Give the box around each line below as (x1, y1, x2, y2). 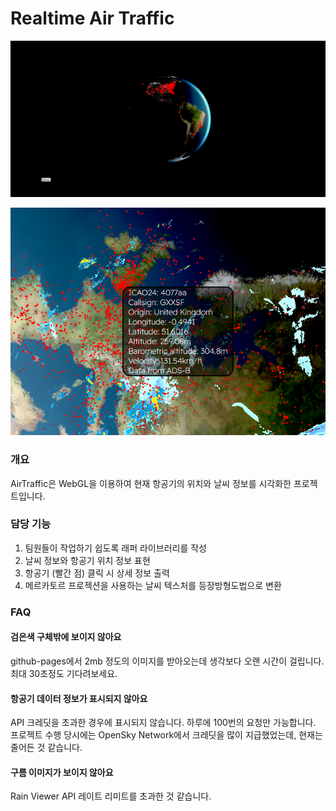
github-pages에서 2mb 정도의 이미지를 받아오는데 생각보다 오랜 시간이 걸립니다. (10, 655, 325, 667)
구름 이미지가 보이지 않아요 (10, 766, 114, 778)
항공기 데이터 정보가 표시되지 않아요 (10, 692, 148, 704)
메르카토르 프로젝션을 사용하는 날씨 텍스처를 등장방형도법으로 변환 (24, 579, 282, 591)
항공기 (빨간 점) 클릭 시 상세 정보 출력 (24, 567, 170, 579)
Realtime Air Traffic (10, 7, 175, 30)
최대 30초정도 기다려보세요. (10, 667, 118, 679)
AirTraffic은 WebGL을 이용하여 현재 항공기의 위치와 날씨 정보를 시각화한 (10, 477, 292, 489)
